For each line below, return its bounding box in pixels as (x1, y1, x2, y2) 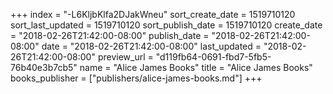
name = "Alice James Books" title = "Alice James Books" (79, 62, 313, 73)
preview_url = (97, 51, 154, 63)
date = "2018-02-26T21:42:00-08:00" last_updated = (41, 40, 262, 52)
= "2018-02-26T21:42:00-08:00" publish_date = (10, 30, 210, 41)
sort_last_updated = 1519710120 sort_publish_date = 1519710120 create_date (10, 19, 323, 31)
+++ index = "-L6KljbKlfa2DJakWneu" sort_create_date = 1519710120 (10, 9, 296, 20)
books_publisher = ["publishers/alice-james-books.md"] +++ (10, 72, 263, 84)
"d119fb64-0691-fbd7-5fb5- (155, 51, 272, 63)
